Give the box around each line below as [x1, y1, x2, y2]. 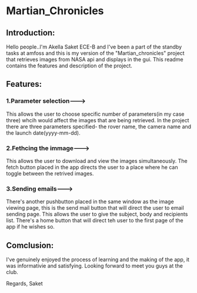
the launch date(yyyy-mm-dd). [6, 129, 81, 136]
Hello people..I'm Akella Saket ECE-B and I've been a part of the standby [6, 43, 182, 50]
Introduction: [6, 28, 55, 38]
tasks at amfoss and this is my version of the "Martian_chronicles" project [6, 50, 185, 57]
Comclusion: [6, 240, 54, 250]
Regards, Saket [6, 280, 43, 287]
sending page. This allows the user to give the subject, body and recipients [6, 211, 188, 218]
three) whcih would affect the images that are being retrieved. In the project [6, 116, 189, 123]
